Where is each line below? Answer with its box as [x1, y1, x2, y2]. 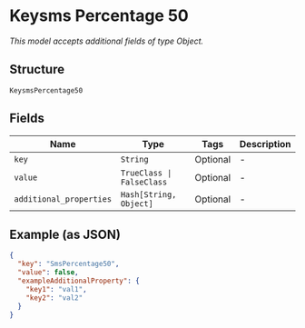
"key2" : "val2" [25, 293, 84, 303]
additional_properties [14, 194, 112, 204]
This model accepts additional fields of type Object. [9, 35, 204, 46]
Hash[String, [120, 189, 177, 200]
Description [239, 137, 291, 150]
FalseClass [120, 176, 168, 187]
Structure [9, 62, 65, 77]
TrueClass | [120, 167, 172, 178]
